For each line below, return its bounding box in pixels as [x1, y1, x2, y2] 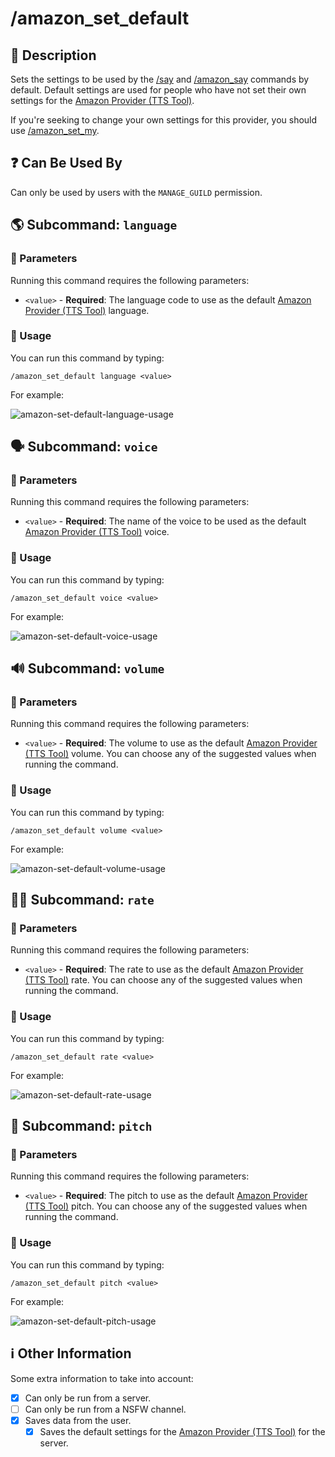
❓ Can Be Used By [10, 155, 123, 172]
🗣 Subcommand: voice [10, 438, 158, 456]
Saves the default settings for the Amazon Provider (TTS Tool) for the [39, 1425, 326, 1437]
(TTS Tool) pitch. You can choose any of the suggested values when [24, 1200, 308, 1212]
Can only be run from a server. [24, 1392, 152, 1404]
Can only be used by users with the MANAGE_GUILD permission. [10, 186, 263, 198]
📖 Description [10, 47, 97, 64]
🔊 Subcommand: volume [10, 660, 165, 677]
